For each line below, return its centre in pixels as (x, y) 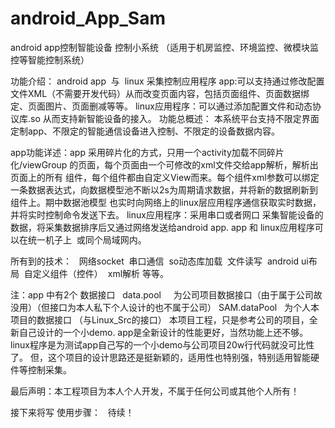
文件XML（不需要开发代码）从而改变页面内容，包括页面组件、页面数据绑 (160, 93)
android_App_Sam (88, 18)
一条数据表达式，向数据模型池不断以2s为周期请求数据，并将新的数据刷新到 (164, 189)
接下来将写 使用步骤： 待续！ (72, 412)
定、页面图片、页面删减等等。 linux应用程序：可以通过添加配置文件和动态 (161, 106)
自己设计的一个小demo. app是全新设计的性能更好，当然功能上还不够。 (163, 332)
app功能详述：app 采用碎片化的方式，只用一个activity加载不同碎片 (147, 152)
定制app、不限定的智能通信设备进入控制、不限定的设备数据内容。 (145, 131)
